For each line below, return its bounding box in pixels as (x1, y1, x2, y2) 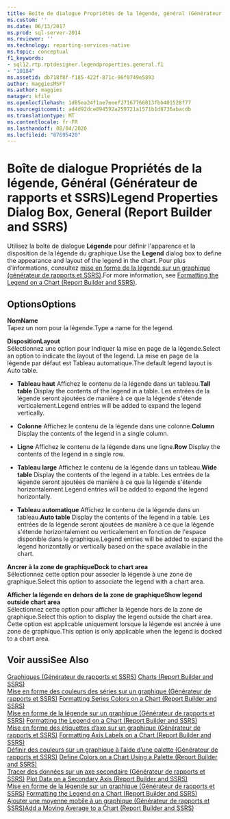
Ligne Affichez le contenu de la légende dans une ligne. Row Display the (16, 443, 220, 450)
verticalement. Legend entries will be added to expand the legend (16, 402, 201, 409)
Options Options (7, 298, 77, 310)
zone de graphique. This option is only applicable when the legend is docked (7, 627, 222, 635)
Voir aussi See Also (7, 654, 89, 666)
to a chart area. (7, 634, 50, 643)
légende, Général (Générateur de (7, 176, 198, 191)
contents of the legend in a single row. (16, 450, 125, 458)
